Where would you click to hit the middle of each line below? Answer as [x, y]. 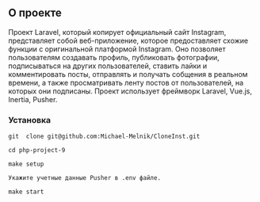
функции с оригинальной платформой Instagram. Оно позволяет [117, 49]
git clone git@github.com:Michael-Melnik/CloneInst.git [104, 137]
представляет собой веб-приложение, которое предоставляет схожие [128, 40]
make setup [26, 164]
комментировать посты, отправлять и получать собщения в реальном [128, 74]
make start [26, 192]
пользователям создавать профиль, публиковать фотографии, [114, 57]
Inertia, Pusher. [33, 99]
